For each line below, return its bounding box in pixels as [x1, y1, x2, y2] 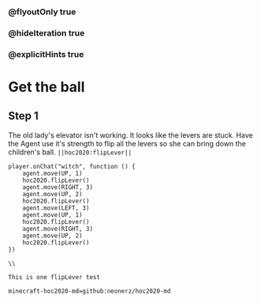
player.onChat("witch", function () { [8, 162, 136, 170]
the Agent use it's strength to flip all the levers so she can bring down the [8, 138, 246, 148]
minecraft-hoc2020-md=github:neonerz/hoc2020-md [8, 287, 171, 295]
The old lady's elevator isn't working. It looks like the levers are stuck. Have [8, 130, 254, 140]
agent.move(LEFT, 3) [22, 204, 90, 212]
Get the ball [8, 78, 85, 96]
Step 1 [8, 109, 39, 123]
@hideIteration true [8, 27, 85, 38]
